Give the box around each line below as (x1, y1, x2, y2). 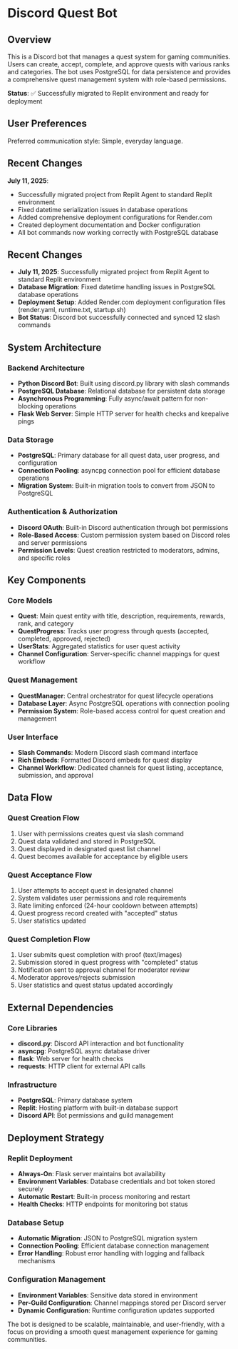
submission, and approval (17, 771, 94, 779)
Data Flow (7, 791, 53, 804)
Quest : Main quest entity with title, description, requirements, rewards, (17, 612, 226, 621)
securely (17, 1184, 44, 1193)
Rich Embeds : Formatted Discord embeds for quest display (17, 756, 192, 764)
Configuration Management (7, 1275, 105, 1285)
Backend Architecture (7, 363, 86, 373)
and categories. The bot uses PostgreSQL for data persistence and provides (7, 68, 232, 76)
